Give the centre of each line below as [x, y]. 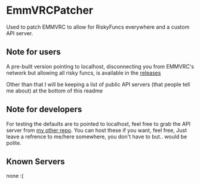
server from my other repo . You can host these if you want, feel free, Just [96, 130]
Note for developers [44, 110]
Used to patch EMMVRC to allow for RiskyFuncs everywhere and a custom [98, 27]
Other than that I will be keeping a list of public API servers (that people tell [98, 84]
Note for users [33, 52]
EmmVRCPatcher [50, 10]
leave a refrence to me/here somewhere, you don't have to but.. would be [97, 136]
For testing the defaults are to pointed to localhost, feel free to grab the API [99, 124]
